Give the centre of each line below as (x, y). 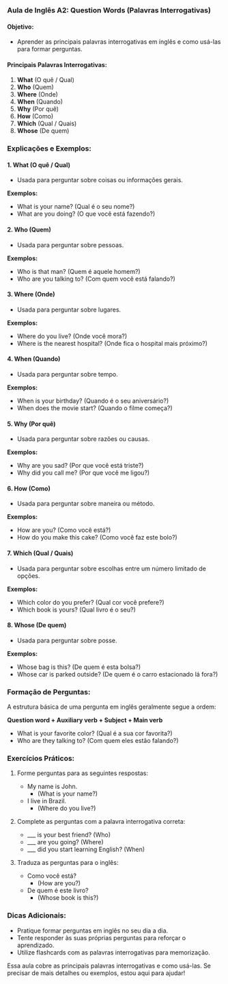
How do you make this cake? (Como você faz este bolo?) (97, 538)
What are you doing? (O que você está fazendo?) (86, 214)
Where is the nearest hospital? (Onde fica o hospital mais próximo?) (112, 343)
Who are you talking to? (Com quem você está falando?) (96, 279)
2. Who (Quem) (29, 230)
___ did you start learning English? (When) (86, 849)
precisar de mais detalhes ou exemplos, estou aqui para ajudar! (96, 973)
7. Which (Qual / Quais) (40, 553)
